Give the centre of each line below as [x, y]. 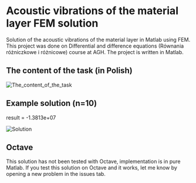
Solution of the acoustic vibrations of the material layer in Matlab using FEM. [98, 39]
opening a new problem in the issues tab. [56, 174]
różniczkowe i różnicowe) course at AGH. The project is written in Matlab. [95, 52]
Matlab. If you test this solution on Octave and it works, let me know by [92, 168]
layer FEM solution [52, 23]
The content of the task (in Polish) [70, 71]
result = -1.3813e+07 [31, 117]
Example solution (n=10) [52, 103]
